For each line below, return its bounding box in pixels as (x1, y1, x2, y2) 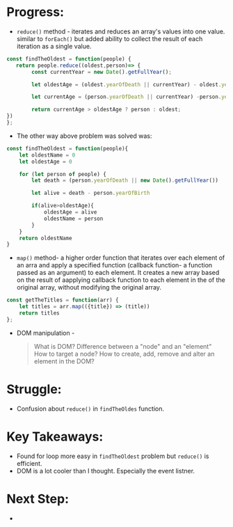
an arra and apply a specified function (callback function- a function (16, 261, 213, 269)
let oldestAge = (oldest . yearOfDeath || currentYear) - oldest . (31, 81, 222, 88)
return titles (19, 310, 60, 317)
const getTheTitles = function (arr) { (6, 297, 119, 304)
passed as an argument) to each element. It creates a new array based (16, 269, 220, 277)
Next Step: (6, 491, 69, 507)
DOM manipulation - (16, 329, 75, 337)
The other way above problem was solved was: (16, 132, 152, 140)
